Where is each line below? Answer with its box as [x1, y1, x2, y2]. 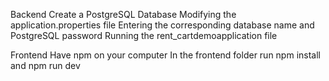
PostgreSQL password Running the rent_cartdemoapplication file [10, 30, 278, 41]
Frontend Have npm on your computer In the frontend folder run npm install [10, 49, 321, 61]
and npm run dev [10, 60, 81, 71]
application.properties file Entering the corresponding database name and [10, 19, 315, 31]
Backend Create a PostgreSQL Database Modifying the [10, 9, 237, 20]
